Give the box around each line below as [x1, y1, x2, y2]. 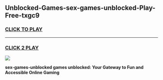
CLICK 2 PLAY [5, 44, 39, 51]
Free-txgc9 [5, 12, 40, 20]
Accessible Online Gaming [5, 69, 60, 75]
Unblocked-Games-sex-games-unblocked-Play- [5, 4, 156, 12]
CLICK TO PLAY [5, 26, 43, 33]
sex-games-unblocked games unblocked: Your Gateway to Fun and [5, 64, 144, 70]
